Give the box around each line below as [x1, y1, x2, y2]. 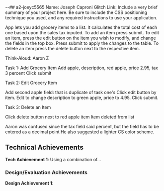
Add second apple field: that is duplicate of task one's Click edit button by [5, 90, 157, 95]
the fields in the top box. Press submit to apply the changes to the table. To [5, 40, 159, 46]
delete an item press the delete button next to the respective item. [5, 46, 140, 51]
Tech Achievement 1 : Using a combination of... [5, 156, 101, 162]
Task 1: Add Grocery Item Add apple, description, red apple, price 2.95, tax [5, 65, 158, 71]
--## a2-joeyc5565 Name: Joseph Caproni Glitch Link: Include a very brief [5, 4, 158, 10]
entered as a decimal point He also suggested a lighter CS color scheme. [5, 129, 155, 135]
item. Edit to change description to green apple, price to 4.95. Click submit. [5, 95, 159, 100]
